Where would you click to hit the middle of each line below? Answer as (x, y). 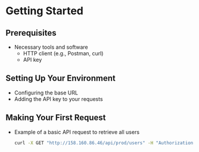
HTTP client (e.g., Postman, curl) (63, 53)
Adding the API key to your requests (58, 99)
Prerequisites (31, 33)
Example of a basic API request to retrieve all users (77, 132)
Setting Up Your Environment (60, 78)
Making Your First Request (56, 118)
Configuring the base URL (46, 93)
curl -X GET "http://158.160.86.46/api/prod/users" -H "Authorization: (105, 143)
